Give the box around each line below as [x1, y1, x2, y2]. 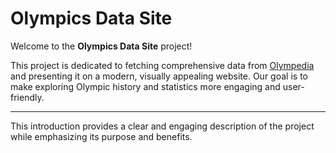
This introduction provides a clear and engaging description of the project [10, 120, 315, 132]
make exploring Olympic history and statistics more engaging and [10, 80, 281, 92]
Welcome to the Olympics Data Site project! [10, 40, 193, 52]
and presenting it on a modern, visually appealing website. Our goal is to [10, 70, 308, 82]
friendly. [10, 91, 45, 103]
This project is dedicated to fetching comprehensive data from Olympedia [10, 59, 315, 71]
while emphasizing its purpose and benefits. [10, 130, 193, 142]
